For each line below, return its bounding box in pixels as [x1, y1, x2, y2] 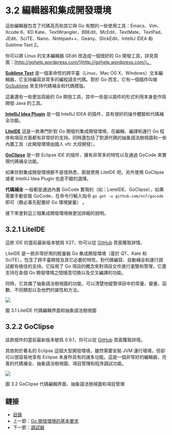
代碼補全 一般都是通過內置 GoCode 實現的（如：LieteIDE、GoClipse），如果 [5, 186, 164, 192]
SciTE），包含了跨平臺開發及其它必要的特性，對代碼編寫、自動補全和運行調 [5, 256, 163, 263]
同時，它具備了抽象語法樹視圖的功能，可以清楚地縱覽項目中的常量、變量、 [5, 280, 162, 287]
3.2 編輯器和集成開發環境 [5, 5, 112, 16]
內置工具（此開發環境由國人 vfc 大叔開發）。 [5, 141, 98, 147]
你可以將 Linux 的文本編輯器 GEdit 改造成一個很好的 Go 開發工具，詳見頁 [5, 52, 159, 59]
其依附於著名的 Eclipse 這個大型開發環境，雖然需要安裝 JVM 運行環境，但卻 [5, 347, 165, 354]
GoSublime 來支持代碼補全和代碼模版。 [5, 82, 88, 89]
